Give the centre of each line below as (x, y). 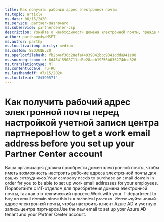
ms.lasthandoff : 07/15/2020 (34, 73)
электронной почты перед (62, 112)
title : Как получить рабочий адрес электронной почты (61, 10)
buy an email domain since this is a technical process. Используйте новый (81, 199)
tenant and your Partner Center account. (46, 214)
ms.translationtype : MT (29, 64)
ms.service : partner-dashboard (37, 23)
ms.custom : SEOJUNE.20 (28, 50)
